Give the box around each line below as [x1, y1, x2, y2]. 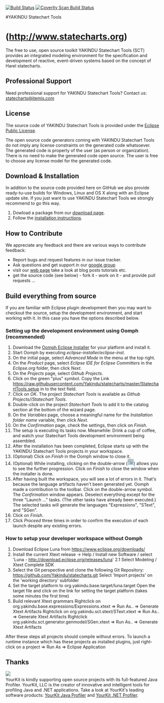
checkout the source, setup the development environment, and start [5, 310, 143, 316]
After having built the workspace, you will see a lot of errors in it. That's [12, 476, 157, 482]
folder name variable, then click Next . [12, 417, 88, 423]
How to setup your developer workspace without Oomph [5, 535, 143, 542]
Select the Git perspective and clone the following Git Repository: [12, 567, 144, 573]
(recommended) [5, 333, 45, 340]
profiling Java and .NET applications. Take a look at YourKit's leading [5, 687, 144, 693]
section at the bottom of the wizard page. [12, 407, 96, 413]
